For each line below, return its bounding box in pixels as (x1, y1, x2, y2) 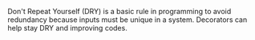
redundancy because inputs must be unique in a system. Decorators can (7, 15, 248, 24)
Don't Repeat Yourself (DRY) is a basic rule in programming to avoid (7, 7, 232, 16)
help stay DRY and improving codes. (7, 24, 127, 32)
